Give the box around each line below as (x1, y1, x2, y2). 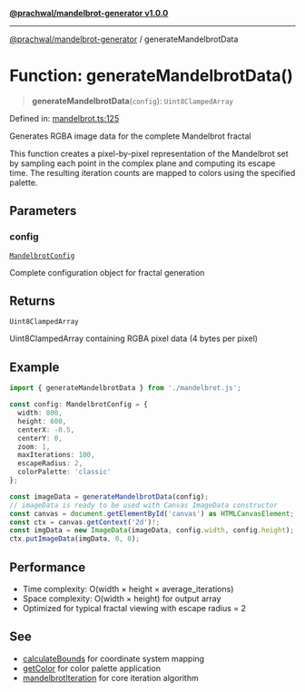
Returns (9, 294, 56, 309)
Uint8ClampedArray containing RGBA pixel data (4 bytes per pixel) (9, 333, 259, 344)
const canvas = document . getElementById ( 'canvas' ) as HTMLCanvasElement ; (9, 509, 295, 518)
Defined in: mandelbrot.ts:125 (9, 112, 120, 123)
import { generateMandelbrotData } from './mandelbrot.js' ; (9, 384, 242, 393)
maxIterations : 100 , (17, 451, 95, 460)
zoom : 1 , (17, 442, 51, 452)
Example (9, 359, 60, 375)
